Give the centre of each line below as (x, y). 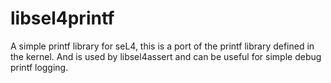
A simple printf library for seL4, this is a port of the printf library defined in (162, 46)
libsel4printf (62, 18)
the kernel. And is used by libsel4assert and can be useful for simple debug (166, 56)
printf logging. (39, 67)
